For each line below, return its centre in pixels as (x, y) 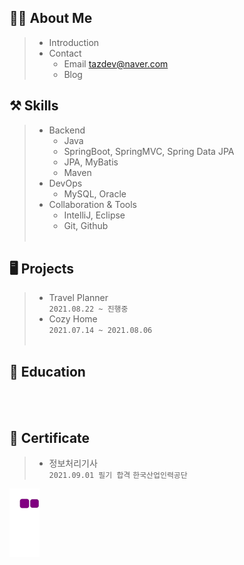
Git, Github (86, 225)
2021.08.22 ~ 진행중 (88, 309)
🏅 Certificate (50, 437)
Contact (65, 53)
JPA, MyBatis (91, 162)
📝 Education (47, 371)
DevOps (65, 183)
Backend (67, 130)
